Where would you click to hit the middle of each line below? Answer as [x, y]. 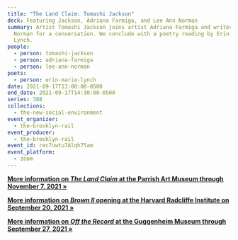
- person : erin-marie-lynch [55, 80]
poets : [17, 73]
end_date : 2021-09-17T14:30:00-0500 [61, 93]
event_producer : [31, 132]
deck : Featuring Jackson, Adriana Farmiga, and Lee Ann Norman [103, 21]
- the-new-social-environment [58, 113]
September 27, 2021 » [40, 229]
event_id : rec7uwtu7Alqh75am [50, 146]
